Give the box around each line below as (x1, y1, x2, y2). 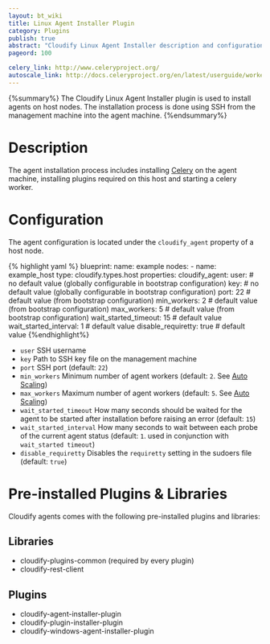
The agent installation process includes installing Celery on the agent (8, 165, 237, 175)
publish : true (8, 34, 56, 43)
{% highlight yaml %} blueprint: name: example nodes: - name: (8, 261, 217, 270)
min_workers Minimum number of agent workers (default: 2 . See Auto (19, 371, 247, 381)
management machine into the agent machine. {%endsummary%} (8, 110, 227, 120)
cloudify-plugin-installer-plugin (19, 617, 123, 628)
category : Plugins (8, 27, 70, 35)
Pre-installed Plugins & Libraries (8, 485, 227, 503)
